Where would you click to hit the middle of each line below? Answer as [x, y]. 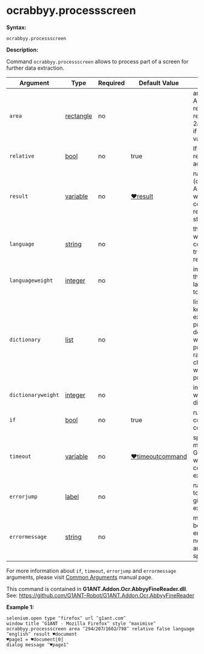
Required [111, 83]
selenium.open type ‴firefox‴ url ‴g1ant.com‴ [66, 618]
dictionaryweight [34, 395]
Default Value [159, 83]
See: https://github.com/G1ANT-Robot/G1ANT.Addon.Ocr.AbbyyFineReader [100, 595]
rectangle [78, 116]
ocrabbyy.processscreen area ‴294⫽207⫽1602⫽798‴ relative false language [100, 629]
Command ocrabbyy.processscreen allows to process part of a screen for [97, 61]
